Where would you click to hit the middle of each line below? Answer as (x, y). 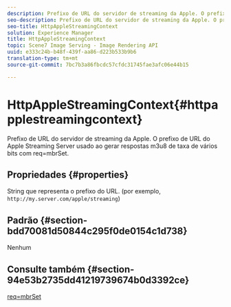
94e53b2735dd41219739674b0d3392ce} (98, 280)
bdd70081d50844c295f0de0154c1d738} (97, 231)
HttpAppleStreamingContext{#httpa (113, 105)
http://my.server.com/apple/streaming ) (64, 199)
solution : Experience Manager (51, 33)
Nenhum (19, 248)
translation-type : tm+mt (43, 59)
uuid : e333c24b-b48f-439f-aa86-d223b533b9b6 (72, 52)
